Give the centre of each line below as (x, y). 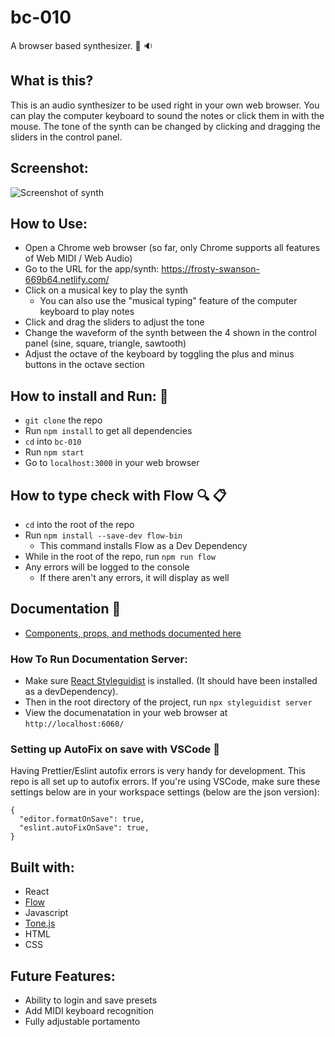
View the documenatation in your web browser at (126, 713)
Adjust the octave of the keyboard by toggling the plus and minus (159, 354)
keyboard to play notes (87, 312)
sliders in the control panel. (66, 137)
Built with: (42, 867)
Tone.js (40, 923)
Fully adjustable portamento (82, 1022)
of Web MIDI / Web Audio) (78, 258)
